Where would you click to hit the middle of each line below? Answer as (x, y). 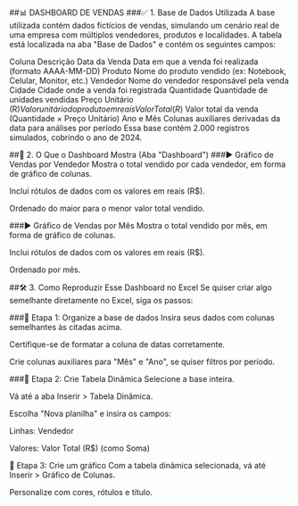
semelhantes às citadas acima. (66, 327)
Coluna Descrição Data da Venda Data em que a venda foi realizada (134, 62)
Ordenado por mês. (45, 270)
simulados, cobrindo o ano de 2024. (76, 137)
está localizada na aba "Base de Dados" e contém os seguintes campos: (143, 44)
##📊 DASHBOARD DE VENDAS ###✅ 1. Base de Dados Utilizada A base (142, 12)
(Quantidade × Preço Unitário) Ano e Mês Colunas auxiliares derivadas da (145, 118)
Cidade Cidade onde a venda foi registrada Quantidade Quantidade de (139, 90)
